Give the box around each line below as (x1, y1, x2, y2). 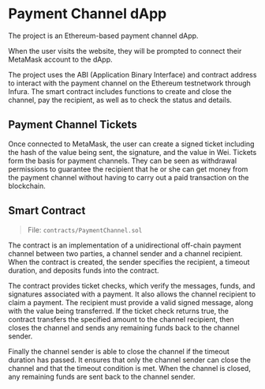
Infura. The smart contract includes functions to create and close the (8, 86, 232, 96)
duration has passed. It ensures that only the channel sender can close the (8, 355, 251, 364)
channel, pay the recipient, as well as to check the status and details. (8, 95, 233, 104)
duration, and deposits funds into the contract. (8, 266, 159, 275)
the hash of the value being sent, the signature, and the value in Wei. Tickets (8, 147, 257, 157)
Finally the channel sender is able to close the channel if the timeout (8, 346, 230, 356)
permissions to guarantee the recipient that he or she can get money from (8, 164, 248, 174)
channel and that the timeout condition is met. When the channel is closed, (8, 363, 251, 372)
